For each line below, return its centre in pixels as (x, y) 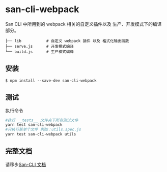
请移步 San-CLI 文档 (26, 164)
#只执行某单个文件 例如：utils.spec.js (43, 130)
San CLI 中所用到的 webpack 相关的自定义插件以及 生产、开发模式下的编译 (83, 24)
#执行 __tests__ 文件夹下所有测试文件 (42, 120)
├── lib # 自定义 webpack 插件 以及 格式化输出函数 (67, 41)
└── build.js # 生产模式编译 (39, 52)
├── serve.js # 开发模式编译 (39, 46)
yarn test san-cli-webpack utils (41, 134)
